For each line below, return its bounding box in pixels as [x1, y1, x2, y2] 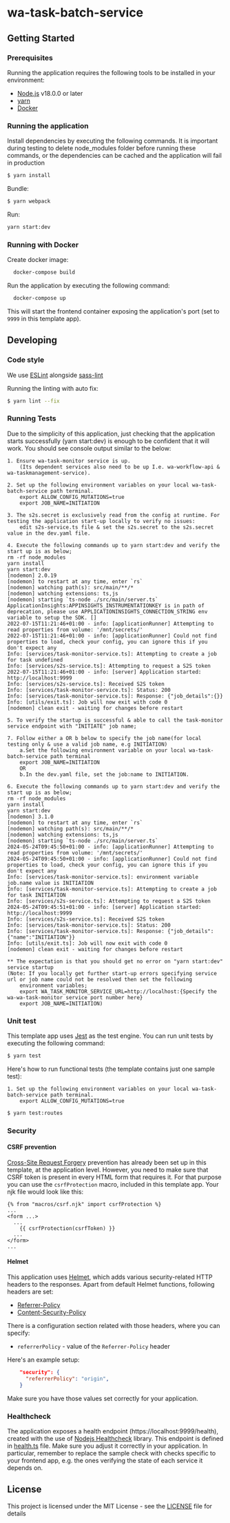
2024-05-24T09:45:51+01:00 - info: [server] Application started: [7, 903, 202, 910]
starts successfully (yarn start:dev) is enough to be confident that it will [7, 436, 210, 445]
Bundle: [7, 185, 29, 193]
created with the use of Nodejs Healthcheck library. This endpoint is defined [7, 1435, 224, 1442]
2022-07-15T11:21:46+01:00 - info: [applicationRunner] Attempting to [7, 620, 214, 627]
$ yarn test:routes [7, 1110, 63, 1116]
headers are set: [7, 1287, 54, 1296]
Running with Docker [7, 240, 79, 249]
